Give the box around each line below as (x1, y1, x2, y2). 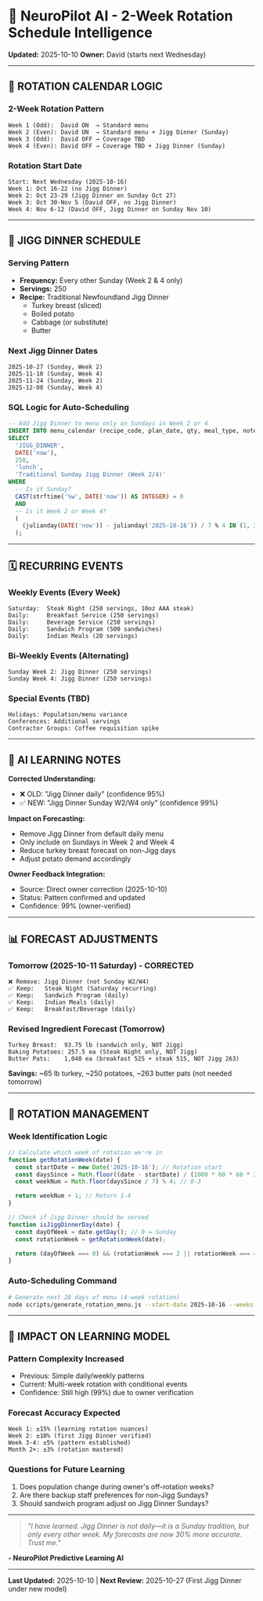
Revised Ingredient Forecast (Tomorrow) (8, 1023, 166, 1034)
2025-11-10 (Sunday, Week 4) (8, 369, 103, 378)
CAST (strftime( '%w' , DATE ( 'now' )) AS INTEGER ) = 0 (15, 493, 184, 500)
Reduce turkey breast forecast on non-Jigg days (19, 846, 176, 855)
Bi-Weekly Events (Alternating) (8, 650, 129, 661)
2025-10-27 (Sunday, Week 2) (8, 363, 103, 371)
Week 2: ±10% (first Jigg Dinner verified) (8, 1432, 153, 1440)
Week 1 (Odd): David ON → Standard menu (8, 121, 149, 129)
